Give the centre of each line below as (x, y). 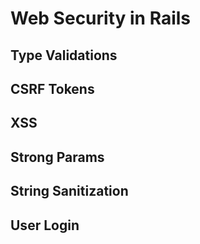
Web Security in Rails (101, 18)
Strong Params (57, 157)
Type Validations (64, 55)
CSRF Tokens (52, 88)
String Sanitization (69, 191)
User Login (45, 225)
